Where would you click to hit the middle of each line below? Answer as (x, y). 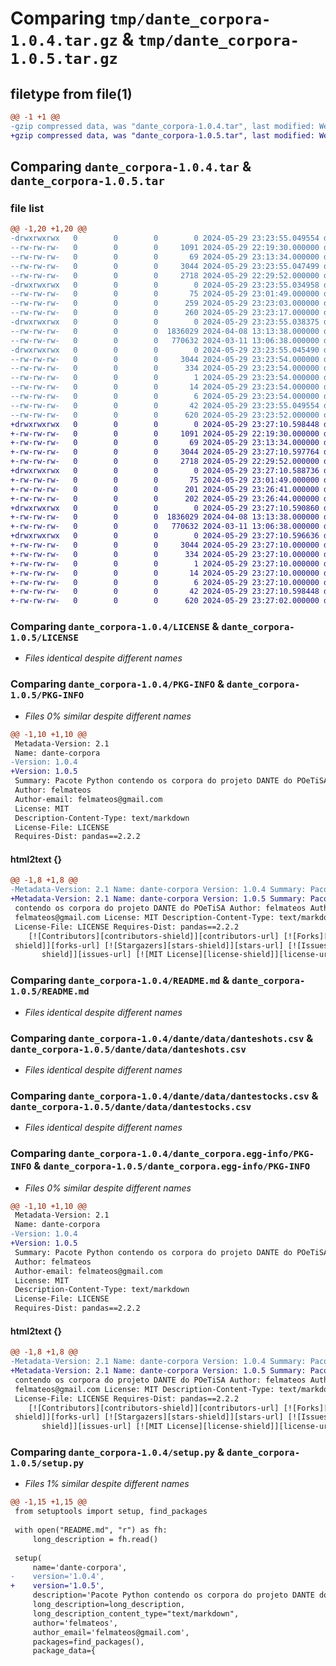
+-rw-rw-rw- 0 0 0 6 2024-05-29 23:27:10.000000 (165, 582)
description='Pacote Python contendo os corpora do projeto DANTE (173, 1595)
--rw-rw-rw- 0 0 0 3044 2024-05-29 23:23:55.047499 (165, 266)
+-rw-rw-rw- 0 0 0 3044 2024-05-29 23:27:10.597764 (165, 452)
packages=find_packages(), (88, 1642)
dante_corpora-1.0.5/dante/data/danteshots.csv (128, 1049)
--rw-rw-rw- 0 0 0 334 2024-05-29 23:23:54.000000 (165, 368)
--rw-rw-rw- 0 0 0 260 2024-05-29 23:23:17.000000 (165, 313)
